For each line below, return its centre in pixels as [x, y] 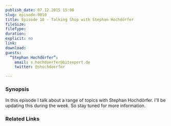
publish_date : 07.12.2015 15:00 [40, 10]
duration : [16, 34]
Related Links [23, 119]
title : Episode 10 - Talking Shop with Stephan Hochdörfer [70, 19]
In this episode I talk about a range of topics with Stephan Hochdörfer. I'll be [85, 100]
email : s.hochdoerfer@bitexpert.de [52, 62]
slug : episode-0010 [26, 15]
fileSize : [16, 24]
